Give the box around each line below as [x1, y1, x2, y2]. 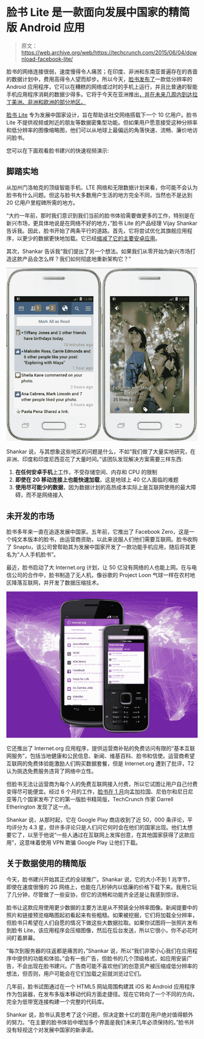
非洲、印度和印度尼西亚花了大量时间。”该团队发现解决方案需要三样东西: [6, 455, 183, 463]
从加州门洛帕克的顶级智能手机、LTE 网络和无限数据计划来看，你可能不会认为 [6, 184, 198, 191]
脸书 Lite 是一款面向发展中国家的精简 [6, 5, 190, 19]
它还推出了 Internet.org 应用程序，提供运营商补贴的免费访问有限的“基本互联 [6, 744, 195, 751]
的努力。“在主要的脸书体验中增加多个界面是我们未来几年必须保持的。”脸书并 [6, 1018, 195, 1026]
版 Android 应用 [6, 21, 85, 35]
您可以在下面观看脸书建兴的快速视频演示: [6, 147, 109, 154]
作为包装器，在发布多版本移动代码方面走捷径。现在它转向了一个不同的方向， [6, 990, 198, 998]
